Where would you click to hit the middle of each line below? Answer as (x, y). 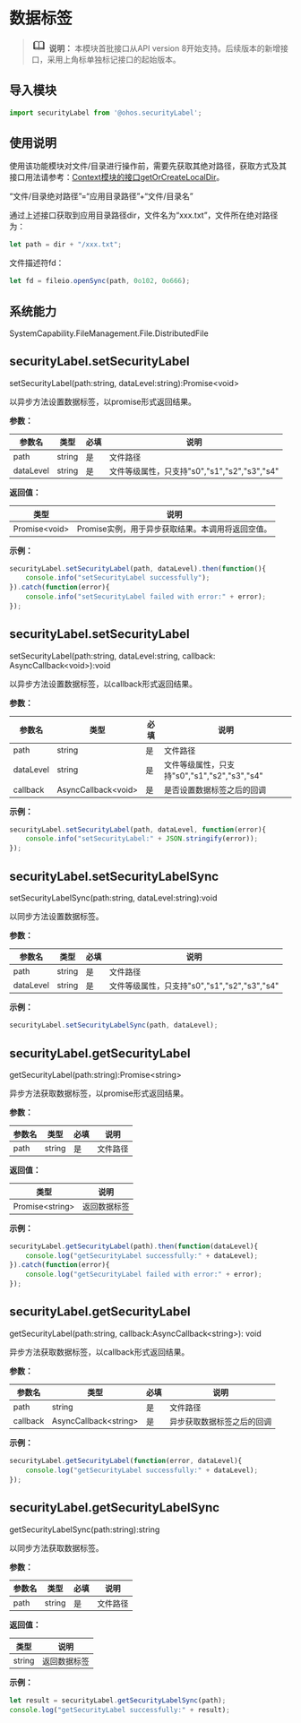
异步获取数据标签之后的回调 (221, 1421)
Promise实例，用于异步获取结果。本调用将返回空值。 (174, 529)
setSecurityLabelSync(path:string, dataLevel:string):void (113, 898)
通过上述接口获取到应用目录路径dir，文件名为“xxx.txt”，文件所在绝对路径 (144, 215)
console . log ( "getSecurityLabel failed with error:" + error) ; (144, 1275)
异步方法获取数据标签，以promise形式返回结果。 (99, 1093)
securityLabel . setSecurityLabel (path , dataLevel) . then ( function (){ (138, 569)
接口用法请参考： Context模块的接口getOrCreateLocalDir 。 (117, 177)
